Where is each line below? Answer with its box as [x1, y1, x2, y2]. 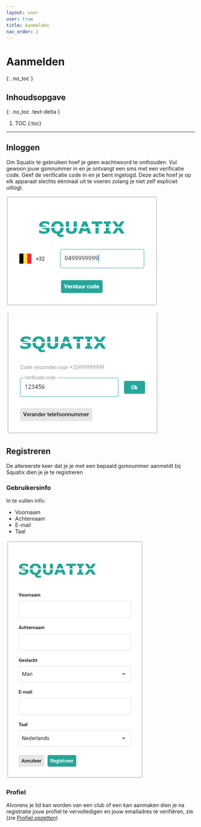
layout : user [6, 10, 39, 16]
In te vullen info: [6, 497, 46, 504]
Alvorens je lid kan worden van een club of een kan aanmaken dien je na [6, 802, 185, 809]
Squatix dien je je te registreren [6, 469, 83, 476]
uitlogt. [6, 184, 24, 191]
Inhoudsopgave [6, 92, 66, 102]
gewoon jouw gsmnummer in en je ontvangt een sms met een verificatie [6, 165, 184, 172]
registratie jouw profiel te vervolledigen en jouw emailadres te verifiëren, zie [6, 808, 193, 815]
